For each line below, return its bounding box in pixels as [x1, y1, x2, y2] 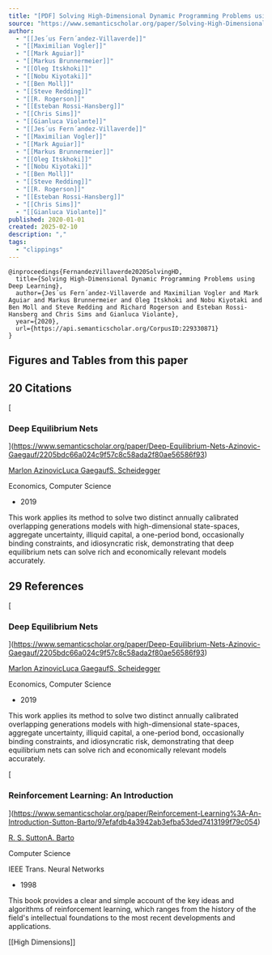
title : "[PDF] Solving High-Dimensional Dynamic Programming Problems [8, 11, 252, 20]
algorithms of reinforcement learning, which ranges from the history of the [8, 904, 257, 914]
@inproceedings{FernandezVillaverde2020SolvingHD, [8, 268, 183, 276]
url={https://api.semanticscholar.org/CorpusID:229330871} [15, 324, 219, 332]
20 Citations [8, 381, 72, 395]
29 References [8, 579, 84, 593]
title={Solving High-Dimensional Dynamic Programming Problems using [15, 275, 255, 283]
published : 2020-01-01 [8, 216, 85, 224]
